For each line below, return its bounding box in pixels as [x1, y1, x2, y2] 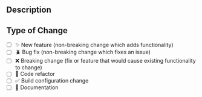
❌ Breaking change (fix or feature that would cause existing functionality [15, 57, 197, 64]
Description [6, 5, 51, 15]
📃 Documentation [15, 84, 59, 91]
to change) [15, 64, 42, 71]
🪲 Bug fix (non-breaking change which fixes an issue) [15, 48, 151, 56]
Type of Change [6, 25, 68, 36]
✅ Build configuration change [15, 77, 89, 84]
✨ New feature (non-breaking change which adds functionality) [15, 42, 174, 49]
